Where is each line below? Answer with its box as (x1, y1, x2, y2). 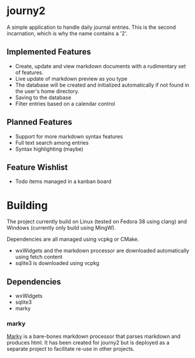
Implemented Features (6, 47, 92, 57)
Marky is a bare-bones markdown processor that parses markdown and (6, 333, 181, 340)
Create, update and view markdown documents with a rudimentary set (15, 62, 186, 69)
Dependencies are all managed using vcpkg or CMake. (6, 236, 140, 243)
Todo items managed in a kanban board (15, 178, 112, 185)
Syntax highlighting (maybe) (15, 145, 84, 153)
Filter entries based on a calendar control (15, 100, 115, 107)
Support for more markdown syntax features (15, 132, 123, 140)
